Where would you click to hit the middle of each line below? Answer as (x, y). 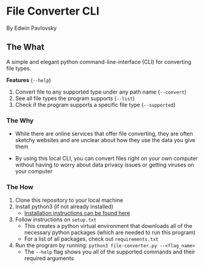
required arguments (49, 258)
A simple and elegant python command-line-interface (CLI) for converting (99, 61)
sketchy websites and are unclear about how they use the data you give (105, 140)
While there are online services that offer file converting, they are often (104, 134)
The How (20, 187)
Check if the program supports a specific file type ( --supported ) (95, 105)
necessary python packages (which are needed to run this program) (110, 233)
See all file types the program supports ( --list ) (75, 98)
